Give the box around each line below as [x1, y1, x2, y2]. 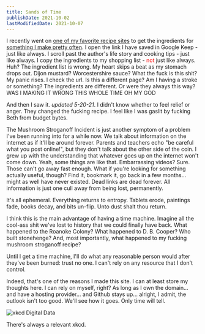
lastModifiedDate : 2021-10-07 [6, 20, 84, 26]
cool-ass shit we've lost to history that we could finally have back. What [6, 221, 188, 229]
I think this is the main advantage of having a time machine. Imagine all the [6, 215, 195, 222]
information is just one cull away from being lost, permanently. [6, 184, 163, 192]
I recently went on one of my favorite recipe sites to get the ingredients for [6, 37, 194, 45]
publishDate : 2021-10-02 [6, 15, 70, 21]
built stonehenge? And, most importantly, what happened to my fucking [6, 234, 187, 242]
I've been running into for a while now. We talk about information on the [6, 132, 187, 140]
